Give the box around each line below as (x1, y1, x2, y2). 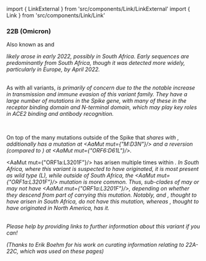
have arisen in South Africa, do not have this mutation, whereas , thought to (6, 198, 199, 205)
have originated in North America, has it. (6, 205, 109, 212)
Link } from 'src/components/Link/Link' (6, 12, 106, 19)
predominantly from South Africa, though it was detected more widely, (6, 59, 186, 67)
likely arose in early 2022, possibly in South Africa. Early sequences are (6, 53, 189, 60)
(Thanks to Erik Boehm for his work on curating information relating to (6, 241, 184, 249)
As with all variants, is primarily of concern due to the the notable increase (6, 84, 196, 91)
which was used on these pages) (20, 248, 105, 255)
